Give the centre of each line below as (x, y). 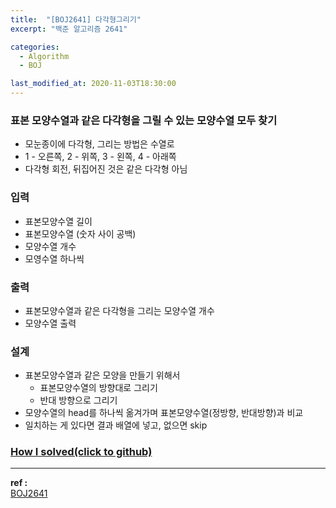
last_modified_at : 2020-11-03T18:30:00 (93, 84)
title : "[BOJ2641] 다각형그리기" (76, 19)
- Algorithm (44, 56)
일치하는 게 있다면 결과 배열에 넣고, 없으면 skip (116, 425)
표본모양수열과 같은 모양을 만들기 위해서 (102, 375)
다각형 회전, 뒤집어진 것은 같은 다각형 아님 (106, 169)
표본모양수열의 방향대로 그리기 (98, 388)
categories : (35, 47)
